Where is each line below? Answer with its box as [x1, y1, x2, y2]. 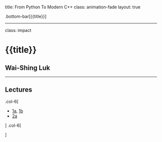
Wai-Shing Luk [5, 63, 51, 72]
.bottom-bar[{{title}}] [5, 14, 47, 19]
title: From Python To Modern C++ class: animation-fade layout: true [5, 4, 141, 10]
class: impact [5, 28, 31, 33]
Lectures [5, 86, 32, 94]
